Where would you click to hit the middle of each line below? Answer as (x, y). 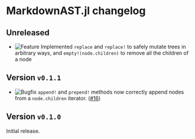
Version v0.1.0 (34, 117)
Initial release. (23, 131)
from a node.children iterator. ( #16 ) (58, 98)
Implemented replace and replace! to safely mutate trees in (113, 47)
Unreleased (28, 33)
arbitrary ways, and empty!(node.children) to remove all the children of (102, 53)
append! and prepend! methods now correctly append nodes (111, 92)
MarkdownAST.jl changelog (76, 11)
